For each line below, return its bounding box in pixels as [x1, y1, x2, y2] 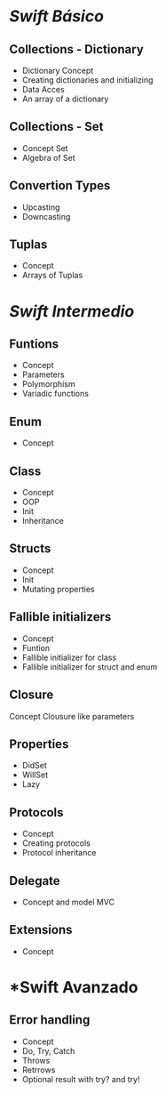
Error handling [9, 1012, 91, 1028]
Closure [9, 687, 54, 703]
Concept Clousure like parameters [9, 711, 135, 721]
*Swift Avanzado [9, 976, 138, 997]
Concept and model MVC [21, 896, 115, 907]
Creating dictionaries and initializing [21, 75, 154, 85]
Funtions [9, 336, 59, 352]
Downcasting [21, 211, 71, 221]
